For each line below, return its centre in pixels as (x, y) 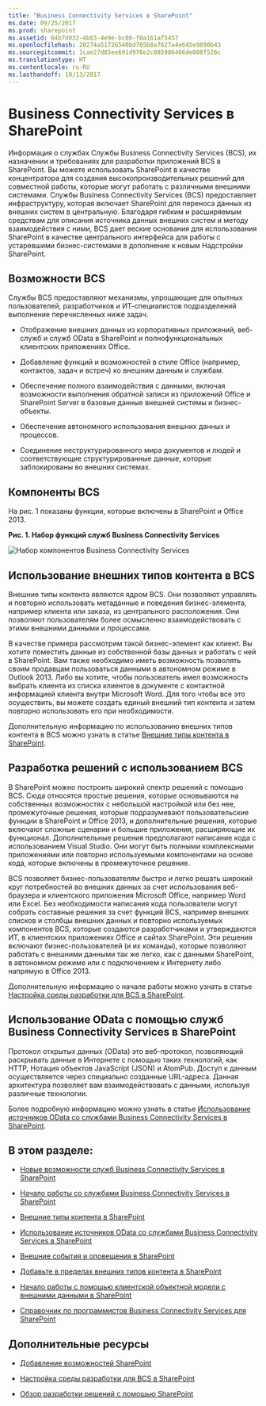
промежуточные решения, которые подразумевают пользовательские (129, 812)
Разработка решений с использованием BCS (125, 768)
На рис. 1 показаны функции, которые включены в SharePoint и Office (126, 511)
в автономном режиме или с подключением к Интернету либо (115, 962)
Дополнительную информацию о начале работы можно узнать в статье (130, 986)
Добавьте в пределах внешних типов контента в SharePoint (120, 1272)
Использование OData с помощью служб (116, 1020)
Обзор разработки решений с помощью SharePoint (106, 1394)
